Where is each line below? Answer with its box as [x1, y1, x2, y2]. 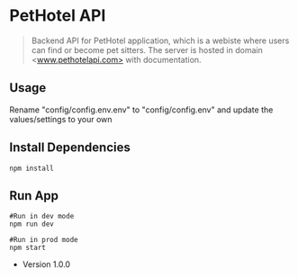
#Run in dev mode [9, 212, 75, 221]
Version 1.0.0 [22, 259, 70, 270]
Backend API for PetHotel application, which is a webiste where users [31, 35, 290, 46]
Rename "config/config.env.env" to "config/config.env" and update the [9, 104, 274, 115]
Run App [9, 188, 59, 203]
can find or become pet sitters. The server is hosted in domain [31, 44, 263, 55]
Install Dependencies [9, 140, 131, 156]
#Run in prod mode [9, 236, 78, 245]
